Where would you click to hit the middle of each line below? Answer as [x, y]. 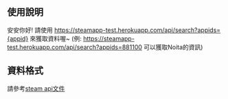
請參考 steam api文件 [36, 88]
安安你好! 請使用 [30, 30]
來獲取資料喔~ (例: [56, 38]
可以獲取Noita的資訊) [173, 47]
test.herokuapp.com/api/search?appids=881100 [75, 47]
